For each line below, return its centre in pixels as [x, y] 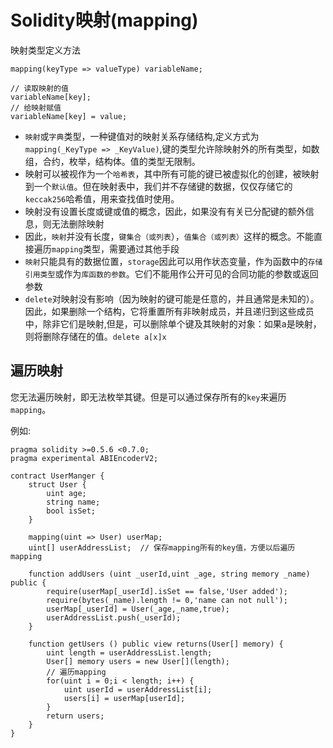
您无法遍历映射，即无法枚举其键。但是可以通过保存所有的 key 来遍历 [148, 397]
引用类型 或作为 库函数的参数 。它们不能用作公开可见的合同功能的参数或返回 [171, 273]
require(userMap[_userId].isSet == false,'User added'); [167, 591]
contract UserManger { [57, 476]
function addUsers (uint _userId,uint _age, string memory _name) [169, 574]
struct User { [57, 484]
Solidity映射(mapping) [104, 20]
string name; [73, 502]
